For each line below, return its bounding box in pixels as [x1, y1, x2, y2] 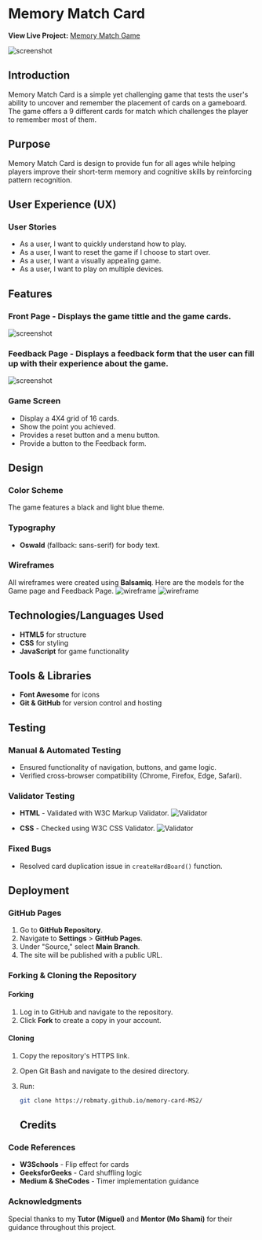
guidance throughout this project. [8, 1222, 116, 1231]
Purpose [8, 138, 51, 151]
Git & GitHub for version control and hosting [19, 698, 162, 708]
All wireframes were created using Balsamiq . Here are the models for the [8, 577, 245, 587]
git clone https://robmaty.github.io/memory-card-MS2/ [19, 1096, 203, 1105]
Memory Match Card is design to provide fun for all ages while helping [8, 158, 235, 167]
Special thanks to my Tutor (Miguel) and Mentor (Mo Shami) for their [8, 1214, 233, 1223]
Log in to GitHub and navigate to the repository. [19, 1007, 173, 1017]
